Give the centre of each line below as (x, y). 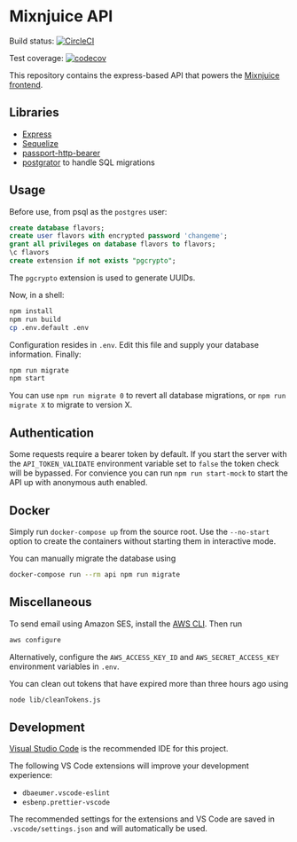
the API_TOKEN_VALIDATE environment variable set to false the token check (144, 464)
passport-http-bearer (61, 153)
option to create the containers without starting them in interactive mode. (143, 541)
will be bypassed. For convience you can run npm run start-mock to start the (148, 473)
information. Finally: (45, 354)
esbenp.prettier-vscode (66, 803)
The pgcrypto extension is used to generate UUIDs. (102, 278)
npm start (27, 379)
